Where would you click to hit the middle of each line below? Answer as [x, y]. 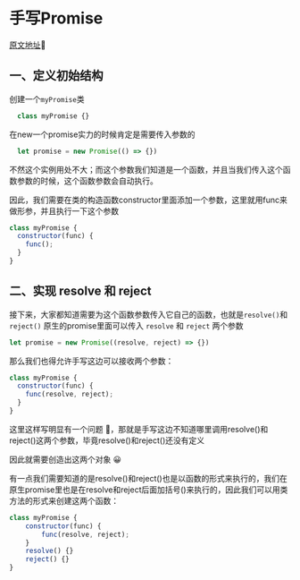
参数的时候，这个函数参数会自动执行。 [87, 181]
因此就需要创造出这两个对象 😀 [66, 459]
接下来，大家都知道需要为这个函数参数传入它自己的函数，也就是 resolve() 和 [149, 314]
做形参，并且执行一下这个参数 [64, 210]
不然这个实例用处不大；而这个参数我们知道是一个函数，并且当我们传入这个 [146, 169]
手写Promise [56, 18]
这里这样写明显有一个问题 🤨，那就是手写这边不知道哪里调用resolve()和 [139, 429]
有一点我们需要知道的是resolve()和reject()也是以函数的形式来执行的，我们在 [148, 478]
